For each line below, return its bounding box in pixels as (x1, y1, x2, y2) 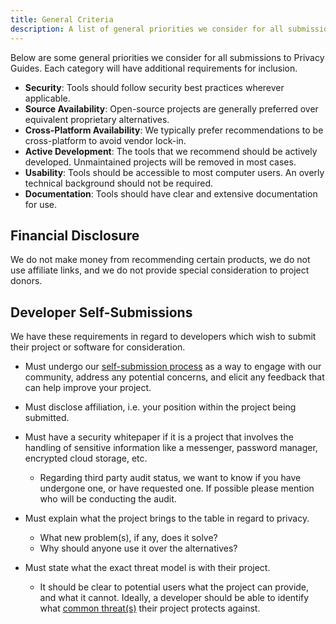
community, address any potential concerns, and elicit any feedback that (24, 371, 325, 383)
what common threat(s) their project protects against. (39, 602, 261, 615)
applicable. (24, 92, 71, 104)
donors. (10, 275, 43, 287)
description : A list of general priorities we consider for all (10, 24, 284, 34)
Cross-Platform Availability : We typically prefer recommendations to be (24, 124, 324, 136)
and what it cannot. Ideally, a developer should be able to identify (39, 592, 310, 604)
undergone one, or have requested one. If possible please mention (39, 482, 315, 495)
